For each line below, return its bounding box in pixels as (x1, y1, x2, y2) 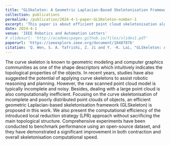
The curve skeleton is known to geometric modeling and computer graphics (5, 59, 163, 65)
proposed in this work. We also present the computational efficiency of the (5, 107, 161, 113)
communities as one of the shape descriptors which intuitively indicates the (5, 64, 163, 70)
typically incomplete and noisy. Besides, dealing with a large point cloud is (5, 85, 160, 91)
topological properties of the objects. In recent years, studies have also (5, 69, 154, 76)
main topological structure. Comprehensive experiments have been (5, 118, 146, 124)
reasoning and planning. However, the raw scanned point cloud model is (5, 80, 156, 86)
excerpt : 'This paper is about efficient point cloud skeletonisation (5, 21, 157, 27)
